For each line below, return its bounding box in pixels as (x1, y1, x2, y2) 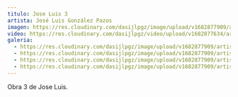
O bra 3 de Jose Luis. (7, 82, 69, 91)
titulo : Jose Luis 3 (7, 10, 69, 18)
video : (7, 30, 27, 38)
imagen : (7, 23, 30, 30)
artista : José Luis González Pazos (7, 17, 113, 24)
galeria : (7, 37, 33, 44)
